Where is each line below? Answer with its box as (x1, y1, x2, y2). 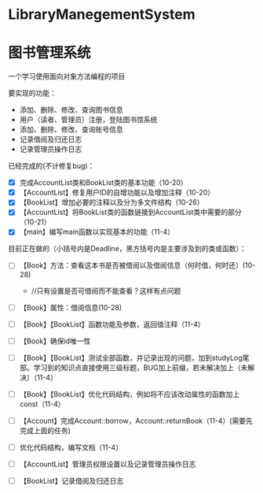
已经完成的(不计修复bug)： (8, 161, 95, 171)
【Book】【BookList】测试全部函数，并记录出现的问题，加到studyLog (19, 353, 243, 362)
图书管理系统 (8, 44, 92, 62)
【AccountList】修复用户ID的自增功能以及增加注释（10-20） (19, 187, 214, 198)
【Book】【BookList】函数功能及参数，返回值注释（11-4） (19, 319, 206, 328)
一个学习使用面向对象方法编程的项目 (8, 72, 126, 81)
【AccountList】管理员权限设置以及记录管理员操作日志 (19, 459, 196, 469)
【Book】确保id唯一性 (19, 336, 91, 346)
